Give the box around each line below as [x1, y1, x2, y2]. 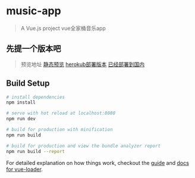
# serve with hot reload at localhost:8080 [6, 110, 116, 117]
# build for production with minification [6, 127, 113, 133]
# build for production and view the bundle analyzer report [6, 143, 161, 149]
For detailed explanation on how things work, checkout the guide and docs [6, 159, 189, 166]
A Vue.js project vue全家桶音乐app [20, 24, 106, 32]
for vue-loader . [6, 165, 43, 173]
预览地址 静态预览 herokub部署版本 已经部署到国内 [20, 61, 145, 68]
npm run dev [6, 116, 36, 122]
